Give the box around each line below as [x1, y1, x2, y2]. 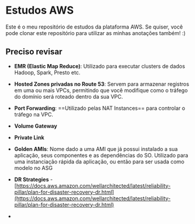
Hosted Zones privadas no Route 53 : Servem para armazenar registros [14, 80, 190, 87]
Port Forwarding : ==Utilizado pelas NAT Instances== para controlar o [14, 105, 186, 112]
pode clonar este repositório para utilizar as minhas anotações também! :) [5, 29, 186, 36]
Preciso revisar [5, 47, 63, 57]
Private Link [14, 134, 45, 141]
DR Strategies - [14, 176, 53, 183]
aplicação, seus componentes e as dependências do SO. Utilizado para [14, 152, 188, 159]
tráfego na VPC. [14, 111, 54, 118]
